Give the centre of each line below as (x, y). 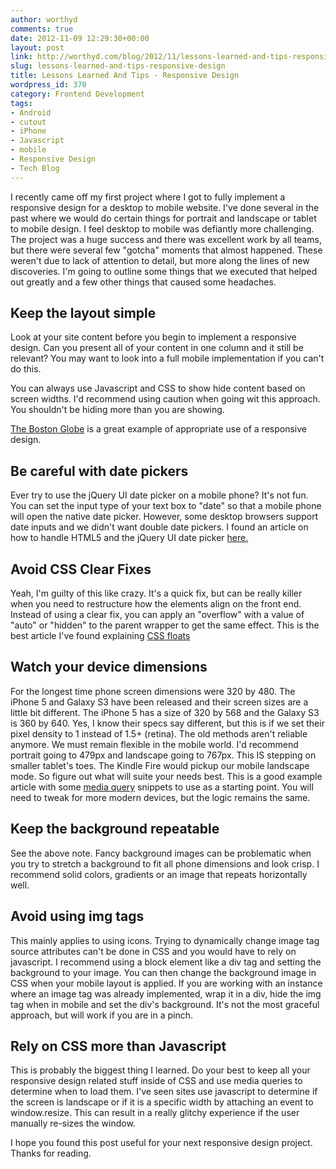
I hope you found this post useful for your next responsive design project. (161, 1143)
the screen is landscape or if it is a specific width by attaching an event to (162, 1102)
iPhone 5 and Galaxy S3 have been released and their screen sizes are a (159, 702)
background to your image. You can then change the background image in (163, 972)
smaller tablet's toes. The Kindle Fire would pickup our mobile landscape (160, 765)
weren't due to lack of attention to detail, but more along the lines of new (160, 260)
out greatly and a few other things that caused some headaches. (143, 282)
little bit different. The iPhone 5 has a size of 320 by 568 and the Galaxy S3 (165, 712)
